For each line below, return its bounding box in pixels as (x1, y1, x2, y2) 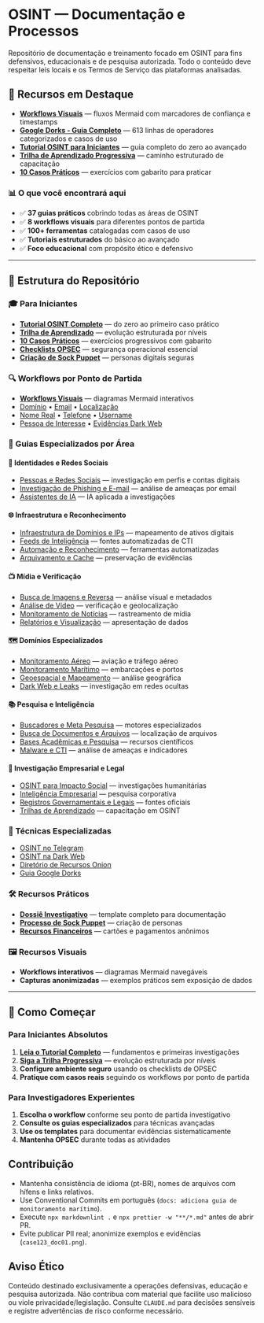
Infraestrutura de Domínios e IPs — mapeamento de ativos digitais (19, 528, 234, 538)
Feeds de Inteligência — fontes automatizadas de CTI (19, 537, 193, 546)
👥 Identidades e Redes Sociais (8, 458, 108, 467)
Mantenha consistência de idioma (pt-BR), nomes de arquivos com (19, 1178, 236, 1188)
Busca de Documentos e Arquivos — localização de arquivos (19, 728, 218, 737)
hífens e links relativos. (19, 1187, 94, 1196)
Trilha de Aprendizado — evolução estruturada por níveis (19, 327, 207, 337)
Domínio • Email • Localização (19, 402, 119, 412)
